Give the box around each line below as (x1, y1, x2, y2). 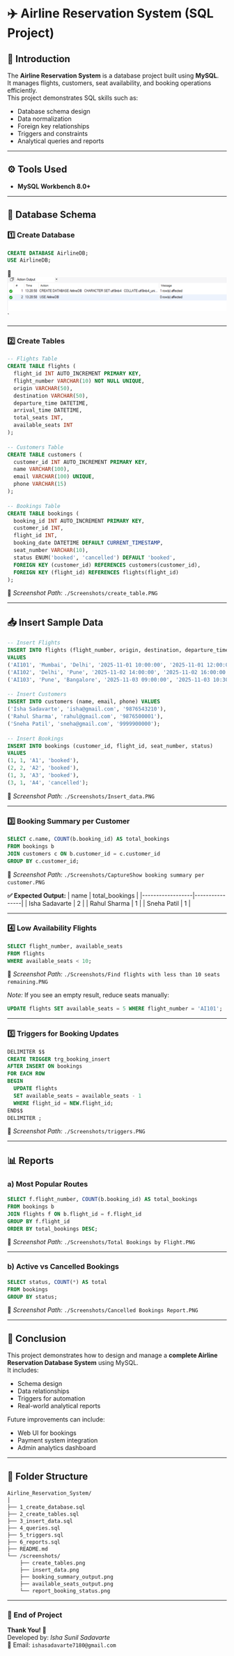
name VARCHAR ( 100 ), (13, 465, 70, 473)
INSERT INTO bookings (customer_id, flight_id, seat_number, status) (7, 743, 214, 749)
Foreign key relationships (17, 122, 90, 130)
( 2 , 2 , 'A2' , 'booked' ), (7, 765, 79, 772)
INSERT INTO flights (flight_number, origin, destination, (7, 647, 182, 654)
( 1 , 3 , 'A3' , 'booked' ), (7, 772, 79, 779)
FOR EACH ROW (7, 1071, 45, 1077)
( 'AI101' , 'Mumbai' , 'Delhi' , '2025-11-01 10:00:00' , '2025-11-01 (7, 661, 204, 669)
